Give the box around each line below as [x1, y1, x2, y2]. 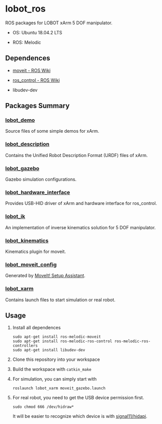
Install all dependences [12, 325, 61, 331]
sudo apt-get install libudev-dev [12, 348, 85, 353]
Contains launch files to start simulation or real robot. [5, 296, 116, 303]
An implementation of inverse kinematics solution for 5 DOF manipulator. [5, 224, 156, 230]
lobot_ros [5, 3, 46, 15]
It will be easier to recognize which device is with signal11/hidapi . [12, 413, 148, 419]
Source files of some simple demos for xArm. [5, 128, 99, 134]
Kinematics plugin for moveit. [5, 248, 66, 254]
